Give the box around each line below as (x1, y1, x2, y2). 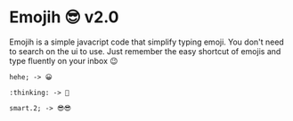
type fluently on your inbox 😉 (9, 55, 118, 66)
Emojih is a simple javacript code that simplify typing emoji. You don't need (9, 36, 285, 47)
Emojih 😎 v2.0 (9, 7, 119, 28)
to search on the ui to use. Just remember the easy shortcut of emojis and (9, 45, 281, 56)
